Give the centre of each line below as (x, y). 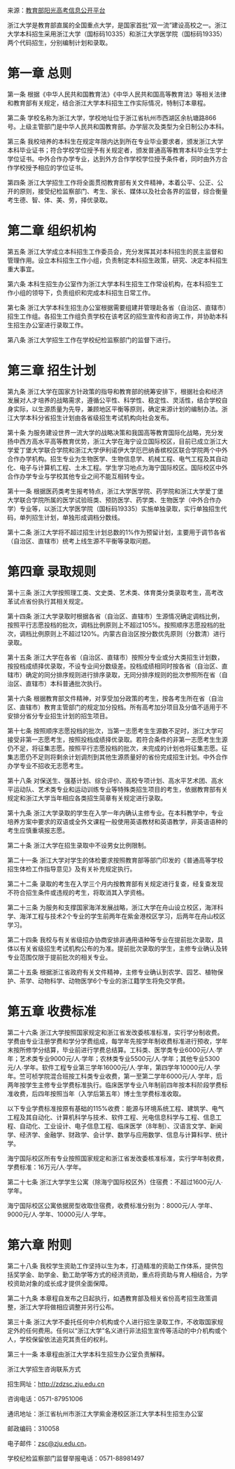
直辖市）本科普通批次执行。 (65, 683)
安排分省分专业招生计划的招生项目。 (59, 716)
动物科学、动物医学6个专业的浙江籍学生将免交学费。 (113, 981)
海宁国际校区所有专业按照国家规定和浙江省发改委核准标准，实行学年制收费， (117, 1158)
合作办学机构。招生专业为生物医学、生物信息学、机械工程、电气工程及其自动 (117, 459)
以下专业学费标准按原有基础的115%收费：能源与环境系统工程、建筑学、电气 (116, 1108)
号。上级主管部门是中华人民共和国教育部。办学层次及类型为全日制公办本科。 (117, 126)
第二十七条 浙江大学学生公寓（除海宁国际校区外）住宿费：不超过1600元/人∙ (115, 1181)
